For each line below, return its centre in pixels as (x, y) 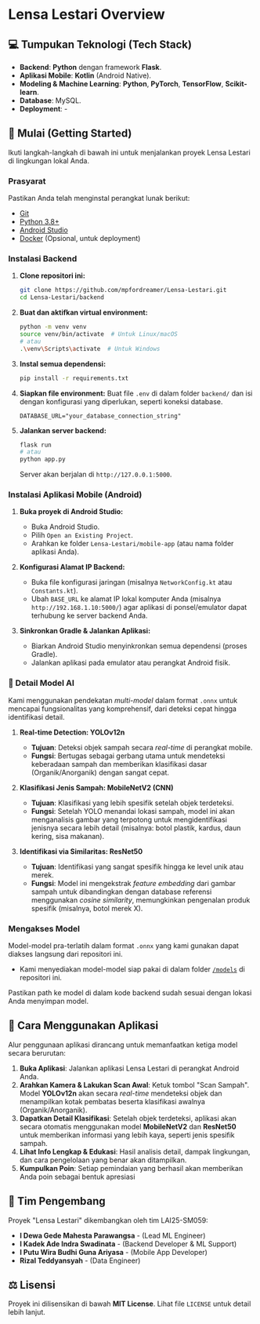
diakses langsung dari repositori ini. (65, 954)
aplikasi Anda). (55, 552)
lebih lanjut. (27, 1312)
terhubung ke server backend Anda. (89, 616)
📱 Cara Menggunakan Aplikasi (83, 1026)
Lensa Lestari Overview (87, 15)
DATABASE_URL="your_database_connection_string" (100, 416)
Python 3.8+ (40, 222)
